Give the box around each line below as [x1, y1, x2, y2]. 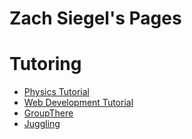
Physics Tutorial [23, 86, 90, 98]
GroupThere [23, 107, 74, 119]
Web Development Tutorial [23, 97, 134, 109]
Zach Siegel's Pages [9, 7, 182, 30]
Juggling [23, 118, 61, 130]
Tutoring [9, 53, 82, 76]
